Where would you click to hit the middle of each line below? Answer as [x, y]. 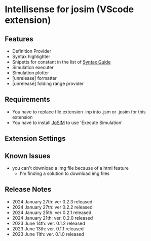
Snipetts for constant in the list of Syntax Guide [61, 62]
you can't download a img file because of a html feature [70, 168]
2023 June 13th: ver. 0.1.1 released [48, 229]
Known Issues [28, 156]
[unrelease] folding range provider [48, 83]
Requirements [27, 99]
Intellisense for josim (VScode [69, 9]
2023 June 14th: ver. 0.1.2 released [48, 223]
